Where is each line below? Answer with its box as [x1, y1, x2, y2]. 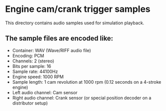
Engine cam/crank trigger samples [5, 3, 151, 15]
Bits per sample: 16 [12, 63, 52, 69]
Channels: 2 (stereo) [12, 58, 55, 64]
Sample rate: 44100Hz [12, 68, 58, 74]
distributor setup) [12, 100, 48, 106]
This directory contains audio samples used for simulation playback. [5, 20, 145, 26]
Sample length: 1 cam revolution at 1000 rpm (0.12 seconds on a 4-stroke [12, 79, 162, 85]
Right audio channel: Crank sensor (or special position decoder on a [12, 95, 152, 101]
